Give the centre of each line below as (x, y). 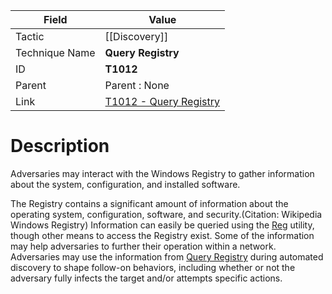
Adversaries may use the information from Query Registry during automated (167, 256)
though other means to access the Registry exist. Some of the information (162, 235)
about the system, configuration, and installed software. (125, 184)
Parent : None (137, 85)
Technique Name (55, 52)
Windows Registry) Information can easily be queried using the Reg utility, (162, 225)
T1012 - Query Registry (162, 101)
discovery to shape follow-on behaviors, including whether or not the (153, 267)
